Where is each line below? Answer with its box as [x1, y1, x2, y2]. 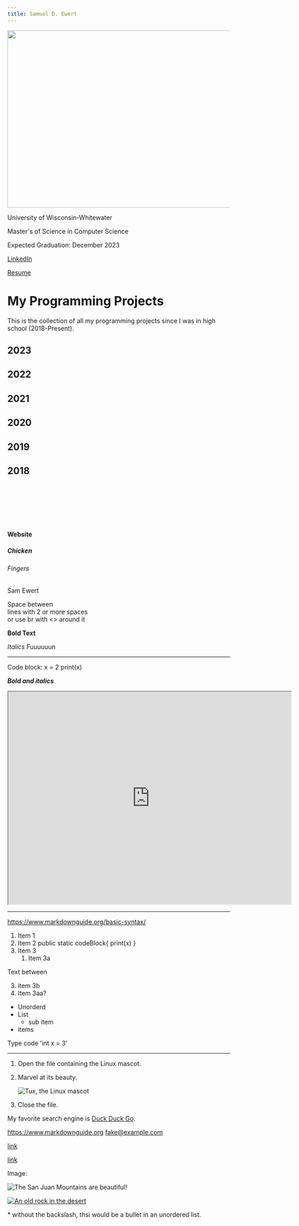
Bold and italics [7, 676, 54, 685]
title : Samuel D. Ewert [7, 10, 78, 18]
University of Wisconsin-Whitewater [7, 213, 113, 222]
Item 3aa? [17, 989, 47, 997]
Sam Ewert [7, 586, 39, 595]
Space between [7, 600, 53, 608]
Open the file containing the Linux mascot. [17, 1059, 141, 1067]
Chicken [7, 546, 33, 555]
